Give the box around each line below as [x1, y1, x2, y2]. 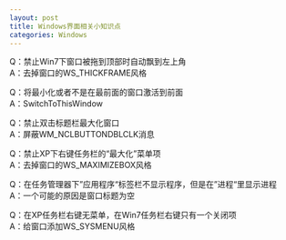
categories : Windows [9, 30, 88, 39]
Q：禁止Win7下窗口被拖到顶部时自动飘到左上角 [9, 56, 187, 67]
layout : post [9, 13, 59, 23]
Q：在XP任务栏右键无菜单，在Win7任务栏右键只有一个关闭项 [9, 210, 237, 221]
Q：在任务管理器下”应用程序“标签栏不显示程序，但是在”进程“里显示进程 [9, 179, 278, 190]
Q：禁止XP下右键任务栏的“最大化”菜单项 [9, 148, 161, 159]
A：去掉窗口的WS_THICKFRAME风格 [9, 67, 148, 78]
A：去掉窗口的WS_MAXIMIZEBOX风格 [9, 160, 152, 171]
